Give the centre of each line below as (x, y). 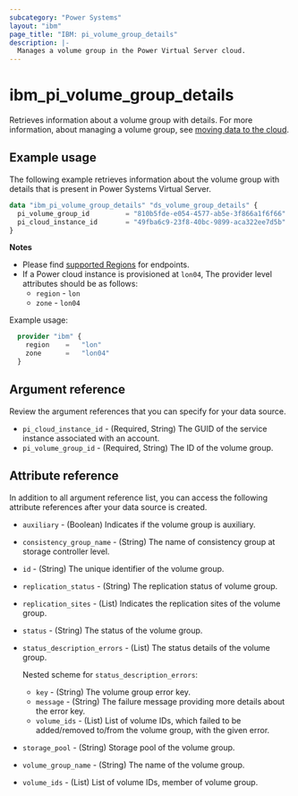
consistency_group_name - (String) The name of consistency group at (149, 541)
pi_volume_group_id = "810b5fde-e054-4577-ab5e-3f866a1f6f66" (152, 213)
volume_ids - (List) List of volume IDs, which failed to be (138, 720)
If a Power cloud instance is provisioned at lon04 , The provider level (147, 274)
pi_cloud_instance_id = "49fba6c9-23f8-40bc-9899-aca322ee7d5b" (152, 222)
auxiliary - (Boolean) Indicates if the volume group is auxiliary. (139, 524)
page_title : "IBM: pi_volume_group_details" (94, 34)
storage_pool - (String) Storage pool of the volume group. (128, 747)
